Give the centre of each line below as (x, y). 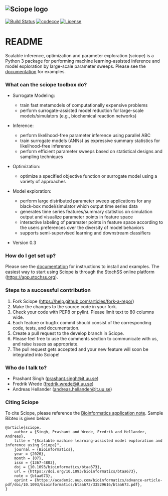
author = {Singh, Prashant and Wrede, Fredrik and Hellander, (80, 432)
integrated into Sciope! (36, 354)
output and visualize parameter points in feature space (76, 217)
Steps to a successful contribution (48, 290)
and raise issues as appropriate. (45, 344)
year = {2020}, (30, 454)
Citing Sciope (22, 402)
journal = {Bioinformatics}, (45, 450)
